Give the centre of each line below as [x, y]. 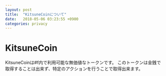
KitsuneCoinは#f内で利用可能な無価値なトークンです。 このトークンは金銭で [83, 63]
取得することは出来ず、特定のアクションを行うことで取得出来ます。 [74, 69]
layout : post [19, 10]
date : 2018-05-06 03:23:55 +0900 [42, 19]
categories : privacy [27, 24]
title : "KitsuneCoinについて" [36, 14]
